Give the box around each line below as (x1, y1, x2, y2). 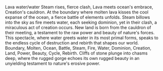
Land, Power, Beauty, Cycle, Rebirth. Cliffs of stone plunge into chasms (5, 50, 148, 56)
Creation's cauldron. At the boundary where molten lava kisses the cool (5, 9, 148, 15)
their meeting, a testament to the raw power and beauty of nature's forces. (5, 30, 155, 35)
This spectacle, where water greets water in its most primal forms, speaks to (5, 35, 159, 41)
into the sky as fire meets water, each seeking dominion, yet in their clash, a (5, 19, 157, 25)
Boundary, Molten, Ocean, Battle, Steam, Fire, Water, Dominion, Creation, (5, 45, 152, 51)
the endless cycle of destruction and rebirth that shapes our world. (5, 40, 139, 45)
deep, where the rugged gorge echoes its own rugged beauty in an (5, 56, 140, 61)
